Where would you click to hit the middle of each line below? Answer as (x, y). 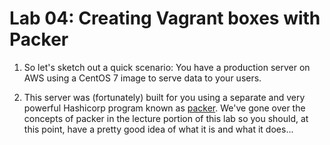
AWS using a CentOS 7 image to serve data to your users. (142, 78)
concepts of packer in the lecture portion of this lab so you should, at (166, 118)
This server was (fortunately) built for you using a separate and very (164, 97)
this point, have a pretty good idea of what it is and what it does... (158, 129)
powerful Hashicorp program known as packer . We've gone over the (164, 108)
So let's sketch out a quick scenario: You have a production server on (167, 67)
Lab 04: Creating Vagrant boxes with (165, 18)
